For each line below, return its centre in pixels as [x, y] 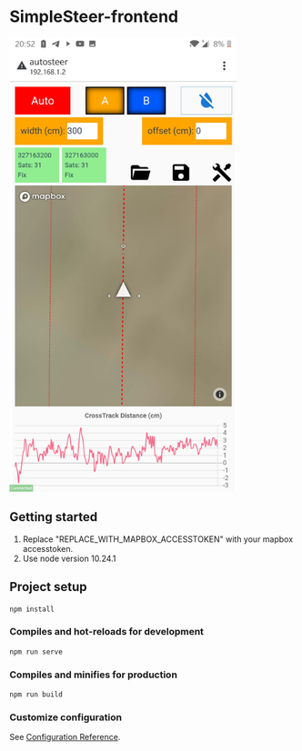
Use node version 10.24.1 [69, 558]
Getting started [54, 517]
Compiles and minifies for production [93, 675]
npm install [32, 609]
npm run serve [36, 652]
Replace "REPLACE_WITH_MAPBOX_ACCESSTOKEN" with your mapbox [158, 539]
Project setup [49, 587]
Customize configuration [66, 717]
